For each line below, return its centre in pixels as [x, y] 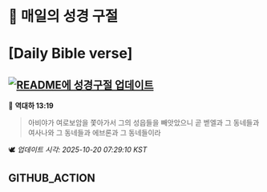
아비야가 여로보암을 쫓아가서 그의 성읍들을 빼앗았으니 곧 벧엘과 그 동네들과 [144, 123]
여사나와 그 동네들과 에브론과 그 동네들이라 [95, 133]
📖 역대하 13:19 [31, 106]
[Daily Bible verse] [71, 54]
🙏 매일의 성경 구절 [63, 16]
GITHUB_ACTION [52, 178]
